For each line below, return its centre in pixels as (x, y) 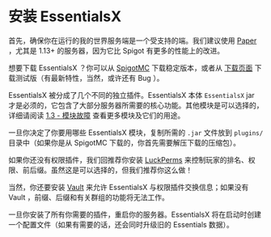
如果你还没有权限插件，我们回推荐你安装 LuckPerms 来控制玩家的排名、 (128, 159)
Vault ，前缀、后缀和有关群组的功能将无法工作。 (89, 197)
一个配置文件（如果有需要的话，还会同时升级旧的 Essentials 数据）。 (121, 224)
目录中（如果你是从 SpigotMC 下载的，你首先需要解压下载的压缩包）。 (125, 142)
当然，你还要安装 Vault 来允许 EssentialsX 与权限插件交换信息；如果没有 (129, 187)
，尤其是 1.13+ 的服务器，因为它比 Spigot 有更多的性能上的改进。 (116, 50)
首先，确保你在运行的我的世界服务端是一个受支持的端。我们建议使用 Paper (133, 40)
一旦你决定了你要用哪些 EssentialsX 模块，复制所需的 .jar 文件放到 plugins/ (136, 132)
